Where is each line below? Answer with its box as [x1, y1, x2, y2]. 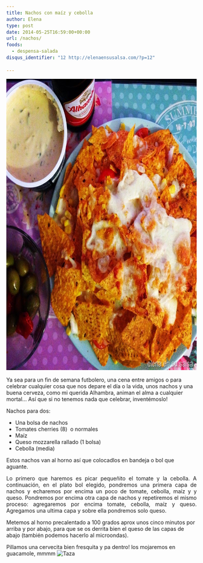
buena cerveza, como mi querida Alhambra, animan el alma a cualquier [6, 389, 183, 396]
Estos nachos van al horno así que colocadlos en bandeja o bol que [6, 456, 175, 464]
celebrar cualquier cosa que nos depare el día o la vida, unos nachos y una [6, 382, 193, 389]
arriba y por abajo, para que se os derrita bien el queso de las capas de [6, 525, 184, 532]
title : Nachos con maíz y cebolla [6, 10, 94, 16]
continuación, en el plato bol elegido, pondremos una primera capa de [6, 481, 197, 488]
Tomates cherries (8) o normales [14, 425, 98, 433]
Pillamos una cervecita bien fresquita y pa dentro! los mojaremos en [6, 543, 176, 550]
